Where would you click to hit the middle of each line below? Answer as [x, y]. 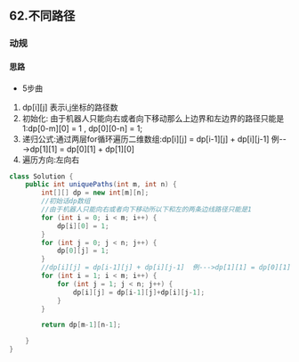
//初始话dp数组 [66, 202]
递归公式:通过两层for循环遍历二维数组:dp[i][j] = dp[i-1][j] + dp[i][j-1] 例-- [154, 139]
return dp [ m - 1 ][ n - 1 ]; [81, 325]
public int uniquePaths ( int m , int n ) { [101, 185]
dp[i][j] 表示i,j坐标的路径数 [70, 107]
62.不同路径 [42, 16]
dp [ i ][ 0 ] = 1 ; [83, 226]
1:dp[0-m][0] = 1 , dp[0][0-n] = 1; [82, 128]
